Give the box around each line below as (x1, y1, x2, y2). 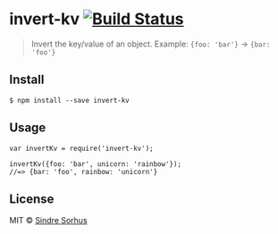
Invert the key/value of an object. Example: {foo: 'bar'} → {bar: (30, 38, 271, 49)
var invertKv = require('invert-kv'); (9, 144, 154, 153)
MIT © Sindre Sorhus (9, 215, 88, 226)
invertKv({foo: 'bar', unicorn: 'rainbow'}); (9, 159, 181, 169)
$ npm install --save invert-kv (9, 96, 130, 104)
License (9, 191, 55, 206)
